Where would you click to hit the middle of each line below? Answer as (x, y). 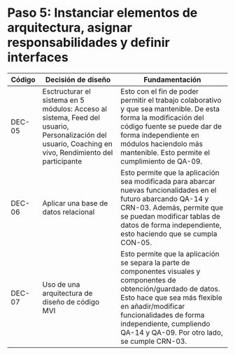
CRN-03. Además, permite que (172, 208)
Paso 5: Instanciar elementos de (102, 13)
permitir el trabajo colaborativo (171, 100)
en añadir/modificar (153, 306)
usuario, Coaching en (78, 143)
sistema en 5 (64, 100)
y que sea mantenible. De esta (170, 108)
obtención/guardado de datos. (170, 289)
